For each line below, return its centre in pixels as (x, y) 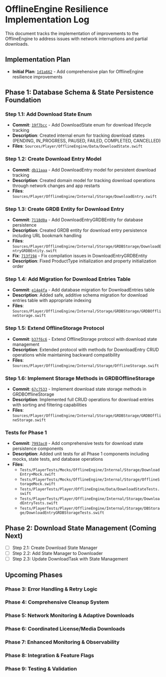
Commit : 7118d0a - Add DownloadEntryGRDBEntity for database (78, 220)
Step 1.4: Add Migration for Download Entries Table (68, 279)
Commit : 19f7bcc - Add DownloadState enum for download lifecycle (82, 125)
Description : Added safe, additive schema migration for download (80, 295)
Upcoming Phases (34, 575)
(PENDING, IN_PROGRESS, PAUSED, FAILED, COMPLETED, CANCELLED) (86, 141)
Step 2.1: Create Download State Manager (55, 548)
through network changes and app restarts (56, 185)
